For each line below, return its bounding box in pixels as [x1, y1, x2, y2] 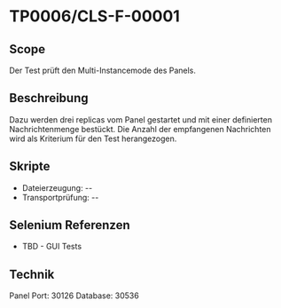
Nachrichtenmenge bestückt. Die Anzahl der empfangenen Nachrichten [9, 123, 272, 134]
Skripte [9, 159, 51, 174]
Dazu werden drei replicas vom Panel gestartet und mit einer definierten [9, 114, 273, 125]
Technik [9, 266, 55, 281]
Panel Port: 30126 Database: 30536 [9, 290, 139, 301]
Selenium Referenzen [9, 217, 130, 233]
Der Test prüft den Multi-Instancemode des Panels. [9, 65, 197, 75]
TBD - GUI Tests [21, 241, 82, 252]
